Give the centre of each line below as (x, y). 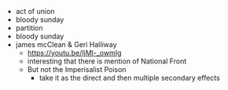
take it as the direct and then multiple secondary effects (129, 78)
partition (29, 28)
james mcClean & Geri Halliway (66, 45)
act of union (35, 11)
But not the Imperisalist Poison (77, 69)
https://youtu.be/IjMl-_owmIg (74, 53)
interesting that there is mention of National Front (107, 61)
